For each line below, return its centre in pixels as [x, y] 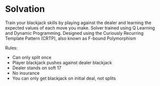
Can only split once [32, 57]
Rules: [12, 48]
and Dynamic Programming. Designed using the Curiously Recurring [74, 33]
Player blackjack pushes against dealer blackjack [62, 62]
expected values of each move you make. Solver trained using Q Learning [80, 28]
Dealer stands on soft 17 [37, 68]
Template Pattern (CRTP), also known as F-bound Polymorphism [71, 38]
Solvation [25, 9]
